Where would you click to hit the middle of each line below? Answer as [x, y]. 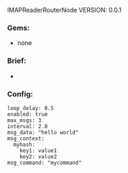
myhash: [25, 145]
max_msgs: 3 [24, 120]
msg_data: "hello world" [43, 132]
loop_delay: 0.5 [30, 108]
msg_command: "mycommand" [44, 163]
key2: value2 [38, 156]
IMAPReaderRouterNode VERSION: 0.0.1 [64, 10]
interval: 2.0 [28, 126]
